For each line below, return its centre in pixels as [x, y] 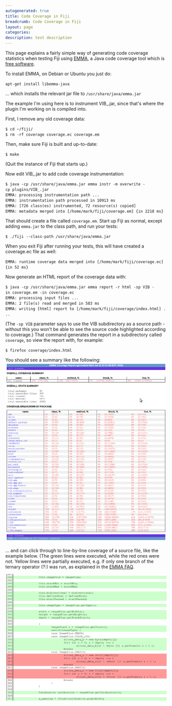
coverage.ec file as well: [31, 251]
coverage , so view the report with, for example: [55, 340]
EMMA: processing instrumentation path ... [52, 195]
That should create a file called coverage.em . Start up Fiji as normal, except [84, 221]
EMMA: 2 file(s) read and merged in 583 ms [52, 303]
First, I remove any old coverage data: [45, 119]
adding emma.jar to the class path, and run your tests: [62, 226]
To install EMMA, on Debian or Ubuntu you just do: [58, 74]
